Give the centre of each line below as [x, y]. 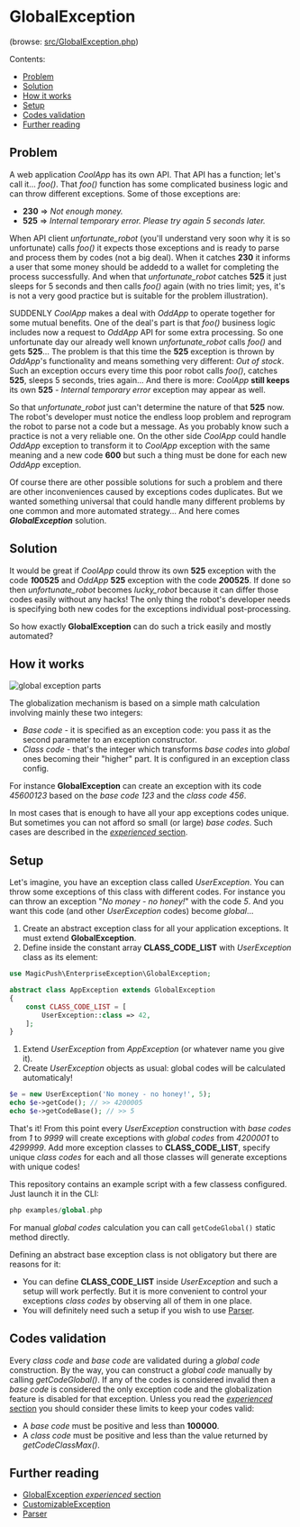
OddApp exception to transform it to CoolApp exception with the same [140, 445]
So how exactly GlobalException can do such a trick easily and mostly [141, 626]
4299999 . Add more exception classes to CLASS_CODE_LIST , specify [140, 1148]
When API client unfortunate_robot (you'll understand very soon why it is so [150, 238]
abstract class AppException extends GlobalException [113, 990]
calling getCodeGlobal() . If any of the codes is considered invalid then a [143, 1379]
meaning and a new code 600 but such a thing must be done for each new [148, 455]
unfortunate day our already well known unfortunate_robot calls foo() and [145, 342]
